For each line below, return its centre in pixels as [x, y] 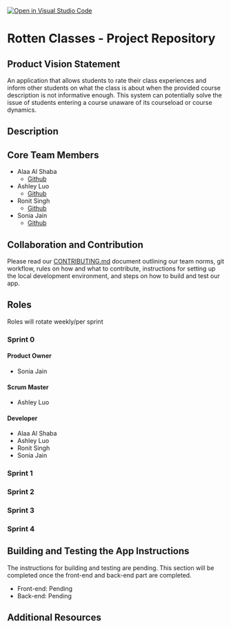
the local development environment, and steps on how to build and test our [114, 276]
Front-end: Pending [45, 588]
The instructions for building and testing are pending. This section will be [111, 568]
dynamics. [22, 110]
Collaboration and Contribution [75, 245]
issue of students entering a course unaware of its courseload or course [110, 102]
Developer [22, 418]
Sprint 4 [21, 529]
